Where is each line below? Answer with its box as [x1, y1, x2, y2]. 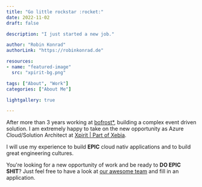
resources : [6, 59, 34, 65]
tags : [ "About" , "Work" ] [6, 80, 69, 86]
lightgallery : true [6, 97, 55, 103]
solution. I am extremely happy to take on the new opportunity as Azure [6, 125, 184, 133]
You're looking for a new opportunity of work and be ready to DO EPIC [6, 161, 181, 169]
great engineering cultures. [6, 150, 74, 157]
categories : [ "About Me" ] [6, 86, 71, 92]
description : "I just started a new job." [6, 31, 115, 37]
